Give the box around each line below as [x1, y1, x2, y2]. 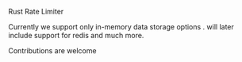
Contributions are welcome [8, 46, 97, 55]
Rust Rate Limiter [8, 7, 64, 16]
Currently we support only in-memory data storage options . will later [8, 22, 234, 31]
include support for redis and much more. [8, 31, 144, 40]
